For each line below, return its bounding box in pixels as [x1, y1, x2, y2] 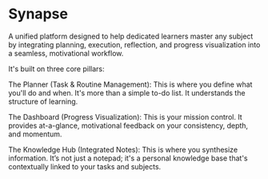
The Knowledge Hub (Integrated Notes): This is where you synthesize [8, 144, 238, 154]
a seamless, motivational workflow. [8, 48, 124, 58]
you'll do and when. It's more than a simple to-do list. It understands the [8, 87, 246, 97]
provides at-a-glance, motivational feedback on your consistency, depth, [8, 120, 249, 130]
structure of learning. [8, 96, 78, 106]
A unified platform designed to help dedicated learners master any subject [8, 31, 254, 41]
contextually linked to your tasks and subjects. [8, 161, 162, 171]
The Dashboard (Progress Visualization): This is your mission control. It [8, 112, 242, 121]
